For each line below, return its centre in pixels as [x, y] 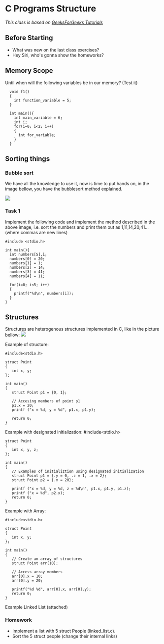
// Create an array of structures [47, 559]
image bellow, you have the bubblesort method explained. [64, 189]
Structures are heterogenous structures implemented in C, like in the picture [82, 329]
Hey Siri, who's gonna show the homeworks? [58, 55]
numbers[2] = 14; [27, 267]
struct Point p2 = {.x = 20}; [43, 480]
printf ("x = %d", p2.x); [38, 493]
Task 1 [13, 211]
